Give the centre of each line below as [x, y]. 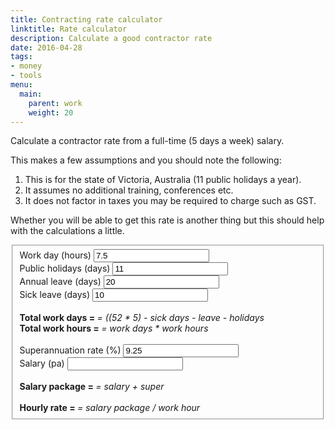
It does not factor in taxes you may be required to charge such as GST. [170, 201]
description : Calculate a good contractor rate [111, 38]
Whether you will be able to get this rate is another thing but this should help [167, 220]
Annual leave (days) [60, 282]
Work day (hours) [55, 255]
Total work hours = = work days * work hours [114, 328]
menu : [21, 85]
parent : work [55, 103]
